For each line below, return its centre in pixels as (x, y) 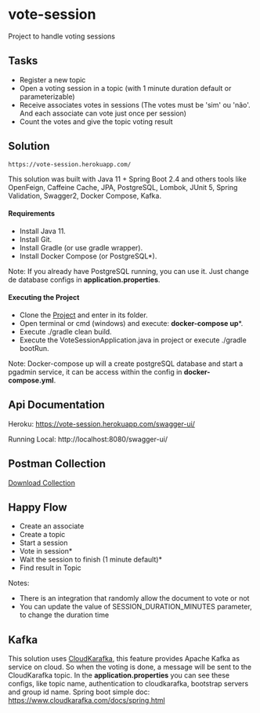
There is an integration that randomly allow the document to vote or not (134, 598)
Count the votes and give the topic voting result (96, 121)
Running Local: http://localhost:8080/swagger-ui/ (88, 439)
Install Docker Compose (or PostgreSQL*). (88, 256)
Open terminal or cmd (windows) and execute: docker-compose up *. (131, 323)
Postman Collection (57, 464)
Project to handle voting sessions (62, 36)
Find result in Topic (51, 568)
